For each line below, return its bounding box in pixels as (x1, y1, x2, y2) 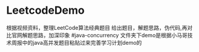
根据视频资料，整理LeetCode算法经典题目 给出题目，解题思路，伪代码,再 (6, 24, 188, 31)
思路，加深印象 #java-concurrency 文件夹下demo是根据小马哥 (32, 31, 188, 39)
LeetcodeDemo (6, 4, 85, 17)
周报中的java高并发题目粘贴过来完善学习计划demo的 (11, 39, 142, 46)
